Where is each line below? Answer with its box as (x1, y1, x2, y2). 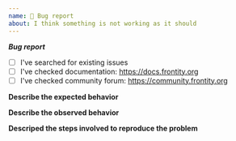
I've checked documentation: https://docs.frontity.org (19, 66, 199, 76)
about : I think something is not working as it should (8, 19, 197, 28)
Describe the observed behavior (8, 107, 120, 117)
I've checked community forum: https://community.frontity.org (19, 75, 228, 85)
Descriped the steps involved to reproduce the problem (8, 123, 198, 133)
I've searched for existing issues (19, 58, 129, 67)
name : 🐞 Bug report (8, 11, 74, 20)
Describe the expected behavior (8, 92, 119, 101)
